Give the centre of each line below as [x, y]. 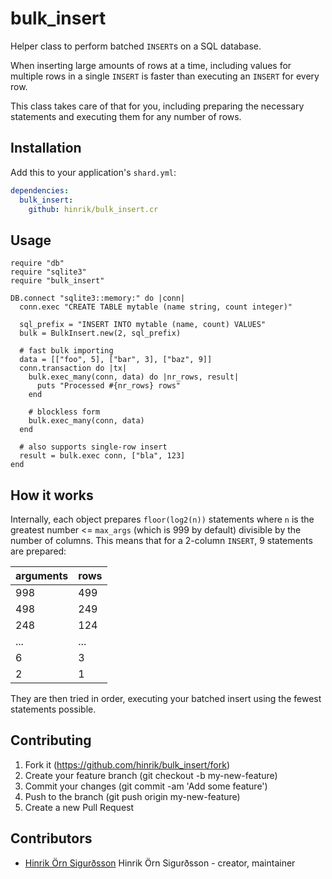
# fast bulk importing [66, 351]
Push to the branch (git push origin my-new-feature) [132, 796]
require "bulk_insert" [57, 281]
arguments [42, 575]
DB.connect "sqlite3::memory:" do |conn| [98, 298]
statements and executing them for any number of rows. [126, 116]
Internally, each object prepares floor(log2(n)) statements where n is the [162, 519]
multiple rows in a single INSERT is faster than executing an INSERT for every [165, 76]
